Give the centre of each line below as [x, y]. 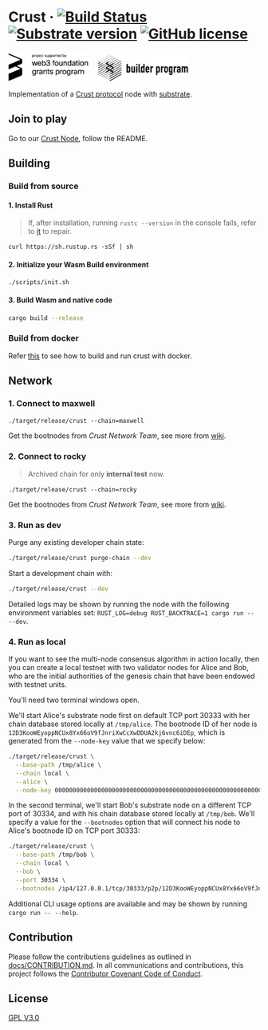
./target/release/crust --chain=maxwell [77, 421]
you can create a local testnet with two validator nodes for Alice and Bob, [128, 668]
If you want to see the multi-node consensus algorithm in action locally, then [134, 659]
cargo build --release [46, 318]
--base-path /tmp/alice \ [59, 765]
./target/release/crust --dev [59, 589]
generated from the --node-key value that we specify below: [107, 741]
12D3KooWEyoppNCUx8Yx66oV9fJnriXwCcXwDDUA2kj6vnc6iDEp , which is [117, 732]
